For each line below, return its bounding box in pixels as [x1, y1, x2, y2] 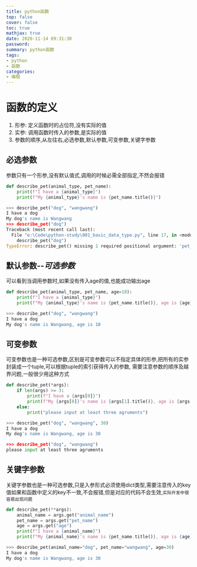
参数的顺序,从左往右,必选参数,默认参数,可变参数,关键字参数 [14, 136, 156, 144]
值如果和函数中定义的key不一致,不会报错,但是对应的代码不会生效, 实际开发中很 [6, 488, 189, 495]
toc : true [6, 25, 30, 31]
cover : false [6, 19, 38, 25]
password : [6, 42, 30, 47]
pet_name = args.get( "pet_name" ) [16, 517, 98, 524]
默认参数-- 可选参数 [6, 260, 75, 270]
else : [16, 404, 30, 410]
